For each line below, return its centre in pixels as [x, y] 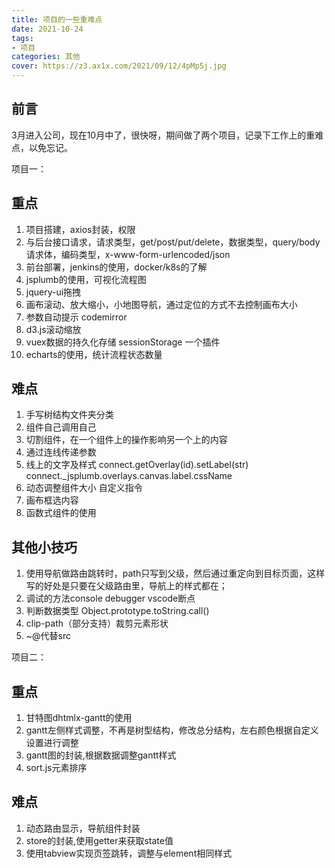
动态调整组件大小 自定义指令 [84, 488]
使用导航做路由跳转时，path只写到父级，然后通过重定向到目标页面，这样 [175, 573]
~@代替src [48, 636]
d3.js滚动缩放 [53, 329]
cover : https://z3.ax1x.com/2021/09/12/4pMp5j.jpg [119, 66]
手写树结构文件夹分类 [69, 415]
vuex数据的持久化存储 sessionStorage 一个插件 [123, 342]
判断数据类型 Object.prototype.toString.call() [117, 611]
